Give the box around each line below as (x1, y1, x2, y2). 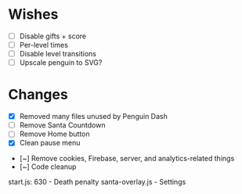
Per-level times (19, 41, 69, 49)
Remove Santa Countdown (19, 120, 106, 130)
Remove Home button (19, 129, 90, 138)
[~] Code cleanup (19, 162, 77, 171)
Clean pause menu (19, 138, 81, 148)
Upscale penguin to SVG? (19, 58, 103, 67)
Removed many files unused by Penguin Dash (19, 112, 168, 121)
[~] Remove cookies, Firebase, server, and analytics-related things (19, 154, 235, 163)
